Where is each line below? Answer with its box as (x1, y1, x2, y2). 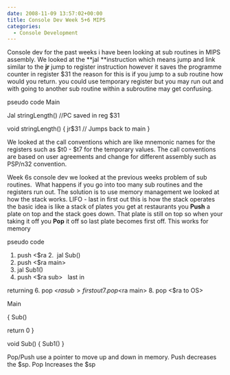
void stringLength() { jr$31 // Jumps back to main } (7, 125, 150, 133)
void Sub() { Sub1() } (7, 340, 65, 348)
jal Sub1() (16, 266, 43, 274)
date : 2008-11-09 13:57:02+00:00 (7, 10, 103, 17)
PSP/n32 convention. (7, 160, 67, 169)
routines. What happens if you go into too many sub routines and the (7, 180, 203, 189)
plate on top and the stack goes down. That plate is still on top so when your (7, 210, 223, 218)
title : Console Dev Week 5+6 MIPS (7, 17, 106, 23)
